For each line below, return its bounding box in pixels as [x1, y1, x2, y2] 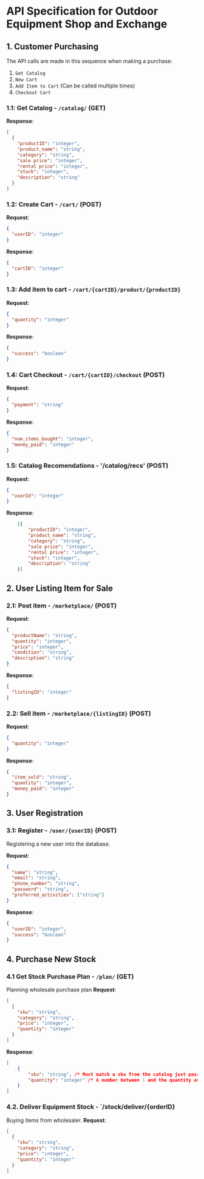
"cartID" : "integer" [12, 265, 64, 272]
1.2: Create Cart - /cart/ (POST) [6, 200, 102, 208]
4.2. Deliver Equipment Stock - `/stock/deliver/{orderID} [6, 1102, 175, 1111]
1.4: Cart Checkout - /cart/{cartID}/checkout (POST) [6, 371, 165, 379]
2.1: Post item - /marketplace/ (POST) [6, 601, 117, 610]
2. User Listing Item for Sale [6, 583, 114, 593]
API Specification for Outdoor [6, 4, 158, 18]
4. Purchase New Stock [6, 954, 97, 964]
